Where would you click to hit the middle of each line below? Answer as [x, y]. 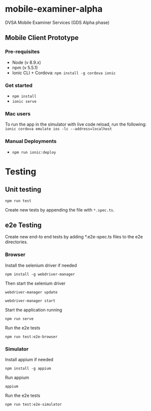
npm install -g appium [28, 368]
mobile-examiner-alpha [54, 9]
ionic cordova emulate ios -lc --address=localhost [58, 129]
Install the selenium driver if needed [41, 265]
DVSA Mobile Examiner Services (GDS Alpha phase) [57, 22]
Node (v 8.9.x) [27, 62]
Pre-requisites [22, 52]
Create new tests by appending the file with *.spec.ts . [60, 210]
